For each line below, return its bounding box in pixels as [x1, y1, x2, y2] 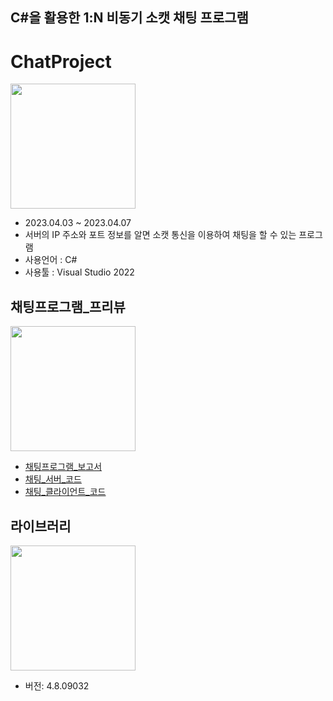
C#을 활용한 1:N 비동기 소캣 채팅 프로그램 [10, 9, 249, 27]
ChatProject [10, 50, 112, 73]
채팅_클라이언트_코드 [24, 486, 107, 498]
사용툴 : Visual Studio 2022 [24, 266, 135, 278]
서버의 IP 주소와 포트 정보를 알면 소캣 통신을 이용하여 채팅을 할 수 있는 [24, 229, 297, 241]
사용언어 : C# [24, 254, 78, 266]
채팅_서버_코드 [24, 473, 82, 485]
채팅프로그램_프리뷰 [10, 298, 126, 315]
